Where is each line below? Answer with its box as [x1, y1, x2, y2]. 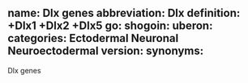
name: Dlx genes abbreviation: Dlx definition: [7, 6, 241, 20]
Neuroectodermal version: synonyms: [7, 44, 204, 58]
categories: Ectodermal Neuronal [7, 31, 179, 45]
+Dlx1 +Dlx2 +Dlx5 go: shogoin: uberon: [7, 19, 213, 33]
